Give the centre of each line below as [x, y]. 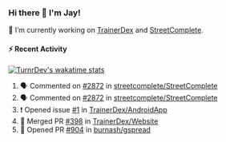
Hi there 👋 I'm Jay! [45, 13]
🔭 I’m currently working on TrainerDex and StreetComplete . [106, 30]
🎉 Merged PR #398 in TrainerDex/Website [89, 121]
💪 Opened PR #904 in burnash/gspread [85, 129]
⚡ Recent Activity [38, 49]
